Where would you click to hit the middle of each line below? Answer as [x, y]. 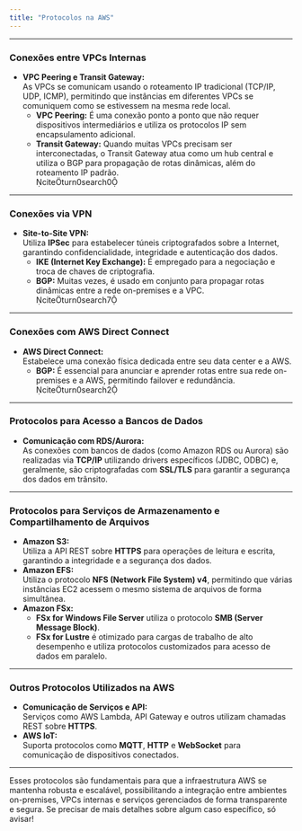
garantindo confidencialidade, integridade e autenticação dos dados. [150, 252]
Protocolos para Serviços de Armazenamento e [115, 510]
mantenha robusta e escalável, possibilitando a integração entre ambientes [148, 791]
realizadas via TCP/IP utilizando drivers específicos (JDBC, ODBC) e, [150, 460]
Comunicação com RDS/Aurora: [83, 440]
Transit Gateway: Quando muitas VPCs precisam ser [134, 144]
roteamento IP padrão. [77, 172]
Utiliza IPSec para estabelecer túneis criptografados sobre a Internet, [151, 243]
